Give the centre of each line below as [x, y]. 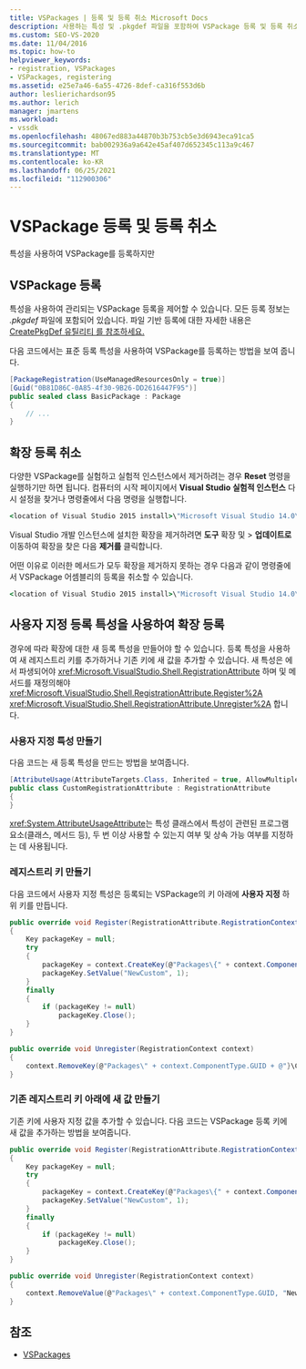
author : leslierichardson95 [63, 94]
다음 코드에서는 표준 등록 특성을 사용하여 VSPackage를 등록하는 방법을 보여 [144, 351]
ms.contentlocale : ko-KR [56, 162]
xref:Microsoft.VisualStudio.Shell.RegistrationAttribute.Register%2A [136, 692]
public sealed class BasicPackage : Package [95, 396]
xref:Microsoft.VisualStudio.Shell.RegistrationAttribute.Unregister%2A [140, 703]
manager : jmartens [44, 111]
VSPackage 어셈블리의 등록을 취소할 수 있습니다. [106, 577]
